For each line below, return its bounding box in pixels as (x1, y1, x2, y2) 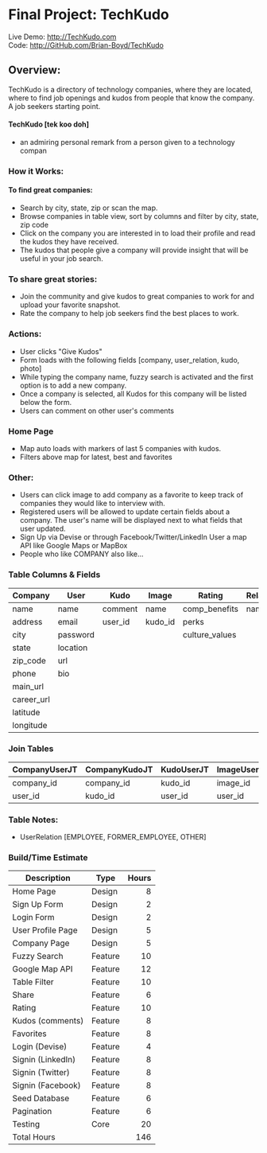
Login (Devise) (12, 1041, 68, 1052)
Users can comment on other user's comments (19, 406, 175, 415)
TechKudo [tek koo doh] (8, 119, 90, 129)
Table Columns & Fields (8, 569, 101, 580)
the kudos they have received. (19, 237, 119, 247)
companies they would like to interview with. (19, 499, 165, 508)
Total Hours (12, 1132, 56, 1143)
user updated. (19, 524, 66, 534)
